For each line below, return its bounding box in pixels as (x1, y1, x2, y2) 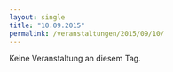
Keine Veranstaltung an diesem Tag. (9, 54, 141, 64)
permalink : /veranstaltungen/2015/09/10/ (9, 29, 165, 38)
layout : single (9, 12, 66, 22)
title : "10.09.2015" (9, 21, 86, 30)
